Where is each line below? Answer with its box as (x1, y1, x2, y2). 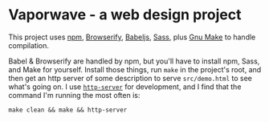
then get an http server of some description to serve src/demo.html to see (8, 73, 253, 83)
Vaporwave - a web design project (8, 6, 242, 24)
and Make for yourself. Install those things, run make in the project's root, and (8, 64, 262, 74)
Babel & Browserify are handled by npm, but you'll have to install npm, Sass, (8, 56, 260, 66)
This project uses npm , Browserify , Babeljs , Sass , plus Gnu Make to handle (8, 32, 256, 42)
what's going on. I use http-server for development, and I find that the (8, 82, 242, 91)
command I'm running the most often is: (8, 90, 141, 100)
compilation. (8, 40, 50, 50)
